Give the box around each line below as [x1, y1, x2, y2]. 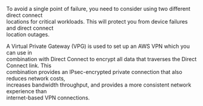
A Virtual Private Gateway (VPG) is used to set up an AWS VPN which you [6, 42, 190, 50]
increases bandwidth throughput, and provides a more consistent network [6, 81, 191, 88]
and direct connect [6, 24, 53, 31]
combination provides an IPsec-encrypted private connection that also [6, 68, 183, 75]
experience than [6, 88, 47, 94]
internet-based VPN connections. [6, 94, 90, 101]
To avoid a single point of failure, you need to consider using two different [6, 5, 191, 12]
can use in [6, 49, 32, 56]
